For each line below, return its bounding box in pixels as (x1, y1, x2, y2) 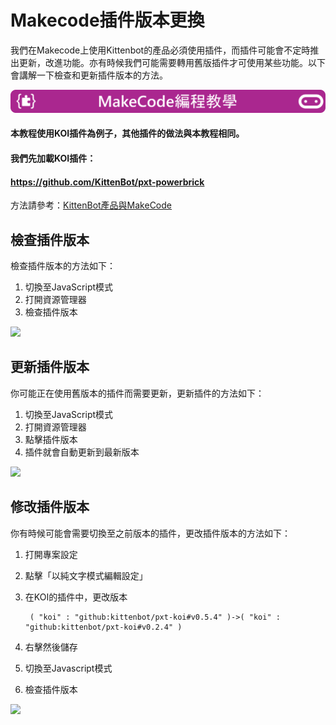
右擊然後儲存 (24, 641, 78, 653)
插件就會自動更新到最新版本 (24, 446, 140, 458)
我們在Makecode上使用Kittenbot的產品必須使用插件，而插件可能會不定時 (10, 44, 311, 56)
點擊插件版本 (24, 433, 78, 445)
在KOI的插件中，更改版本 (24, 591, 128, 603)
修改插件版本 (10, 499, 90, 516)
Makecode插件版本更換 (10, 9, 205, 32)
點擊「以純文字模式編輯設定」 (24, 569, 148, 581)
